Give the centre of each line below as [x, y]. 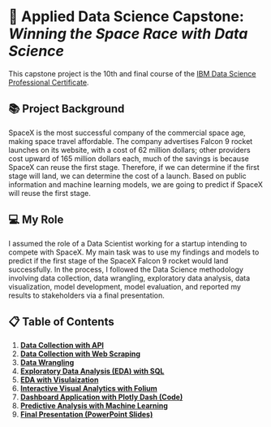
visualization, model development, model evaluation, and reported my [125, 286]
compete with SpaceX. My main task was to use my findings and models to [134, 252]
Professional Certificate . [49, 82]
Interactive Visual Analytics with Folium [88, 389]
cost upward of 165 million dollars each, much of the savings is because [129, 159]
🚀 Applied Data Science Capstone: [127, 17]
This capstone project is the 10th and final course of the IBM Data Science [132, 73]
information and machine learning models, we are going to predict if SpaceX [136, 184]
